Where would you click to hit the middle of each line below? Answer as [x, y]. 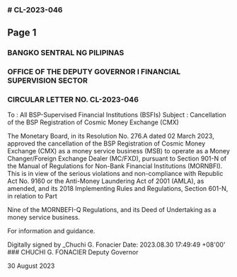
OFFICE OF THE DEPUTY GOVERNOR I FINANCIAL [94, 72]
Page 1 [22, 33]
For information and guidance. [51, 231]
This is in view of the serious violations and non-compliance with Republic [115, 174]
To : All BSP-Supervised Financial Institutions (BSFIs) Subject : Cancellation [117, 115]
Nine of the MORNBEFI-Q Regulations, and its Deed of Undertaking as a [112, 210]
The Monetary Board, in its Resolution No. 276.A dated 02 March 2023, [111, 136]
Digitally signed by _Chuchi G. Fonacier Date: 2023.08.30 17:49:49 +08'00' [116, 244]
